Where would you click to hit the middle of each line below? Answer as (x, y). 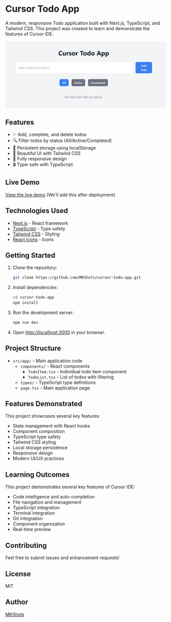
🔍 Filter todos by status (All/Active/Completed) (62, 140)
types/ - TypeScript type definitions (58, 382)
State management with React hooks (51, 426)
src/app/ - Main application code (47, 361)
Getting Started (30, 255)
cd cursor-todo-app (33, 297)
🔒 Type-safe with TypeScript (43, 164)
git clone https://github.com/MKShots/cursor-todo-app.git (77, 278)
